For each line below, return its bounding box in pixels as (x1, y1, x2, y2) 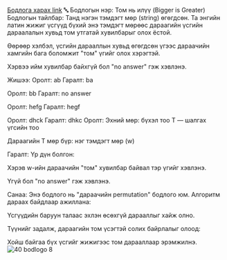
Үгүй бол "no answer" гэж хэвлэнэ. (7, 177, 111, 185)
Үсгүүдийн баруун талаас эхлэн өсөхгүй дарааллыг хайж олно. (7, 211, 195, 219)
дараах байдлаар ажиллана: (7, 198, 91, 206)
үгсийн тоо (7, 124, 39, 131)
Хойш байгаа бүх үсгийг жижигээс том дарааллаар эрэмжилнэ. (7, 238, 197, 246)
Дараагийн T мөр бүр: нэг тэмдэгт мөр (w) (7, 137, 135, 145)
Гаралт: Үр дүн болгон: (7, 150, 75, 158)
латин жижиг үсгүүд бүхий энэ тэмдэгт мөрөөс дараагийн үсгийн (7, 21, 203, 29)
